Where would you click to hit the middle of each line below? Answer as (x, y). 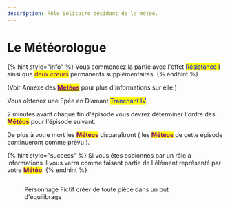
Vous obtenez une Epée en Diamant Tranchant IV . (77, 101)
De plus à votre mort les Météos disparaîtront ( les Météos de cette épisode (115, 134)
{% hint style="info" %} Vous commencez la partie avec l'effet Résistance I (114, 67)
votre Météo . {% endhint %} (47, 170)
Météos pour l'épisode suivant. (52, 121)
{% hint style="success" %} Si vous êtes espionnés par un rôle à (99, 155)
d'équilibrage (43, 196)
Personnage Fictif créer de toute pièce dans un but (96, 189)
